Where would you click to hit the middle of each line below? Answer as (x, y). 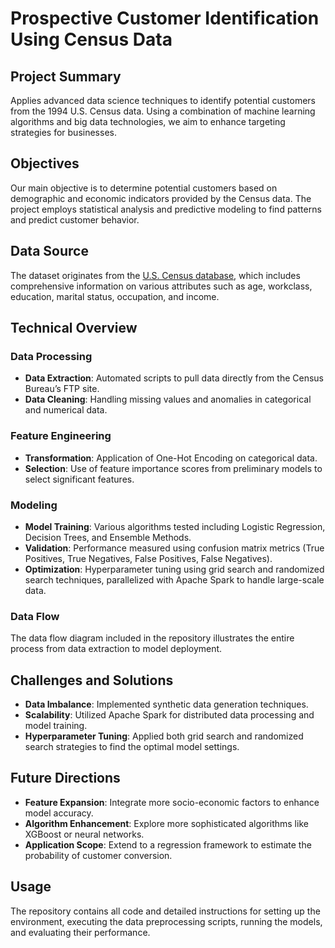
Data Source (49, 251)
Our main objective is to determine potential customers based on (144, 188)
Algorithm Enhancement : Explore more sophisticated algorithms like (166, 823)
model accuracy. (59, 813)
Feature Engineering (61, 436)
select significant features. (79, 479)
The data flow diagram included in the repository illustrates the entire (152, 638)
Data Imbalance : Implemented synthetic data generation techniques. (166, 704)
